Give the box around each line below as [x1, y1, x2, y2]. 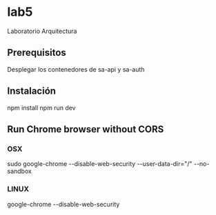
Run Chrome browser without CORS [7, 123, 164, 135]
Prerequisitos [7, 47, 67, 59]
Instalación [7, 85, 57, 97]
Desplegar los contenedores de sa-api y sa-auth [7, 65, 145, 73]
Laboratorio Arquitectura [7, 27, 77, 35]
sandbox [7, 167, 32, 176]
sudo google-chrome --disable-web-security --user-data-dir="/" [7, 160, 193, 168]
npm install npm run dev [7, 103, 76, 112]
